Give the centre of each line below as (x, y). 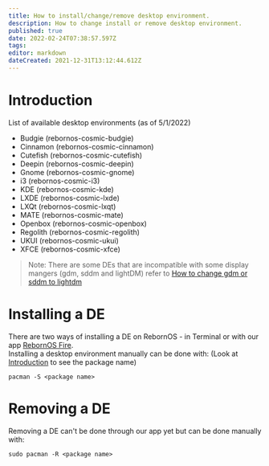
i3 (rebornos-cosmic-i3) (60, 181)
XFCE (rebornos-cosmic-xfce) (70, 249)
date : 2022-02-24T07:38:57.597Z (62, 38)
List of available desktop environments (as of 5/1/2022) (100, 122)
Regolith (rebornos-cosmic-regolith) (80, 232)
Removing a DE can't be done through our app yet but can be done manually (135, 431)
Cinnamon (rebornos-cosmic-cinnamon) (87, 146)
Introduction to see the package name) (73, 362)
